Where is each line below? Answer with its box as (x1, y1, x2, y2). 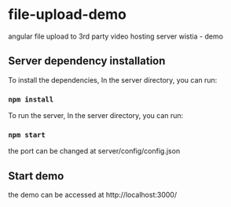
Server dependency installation (8, 54, 166, 68)
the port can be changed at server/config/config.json (8, 146, 181, 156)
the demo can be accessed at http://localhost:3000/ (8, 190, 178, 200)
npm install (8, 94, 54, 104)
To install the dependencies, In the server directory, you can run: (8, 75, 218, 84)
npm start (8, 130, 46, 139)
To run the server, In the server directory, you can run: (8, 111, 184, 120)
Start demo (8, 169, 64, 183)
